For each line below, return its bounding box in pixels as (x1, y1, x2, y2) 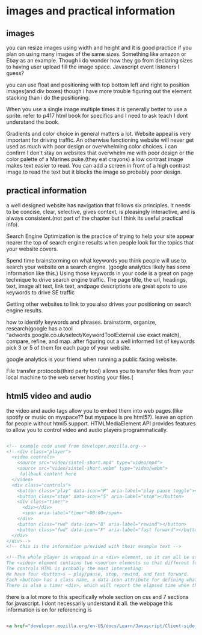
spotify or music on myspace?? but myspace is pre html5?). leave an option (6, 413, 194, 421)
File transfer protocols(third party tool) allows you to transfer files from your (6, 367, 194, 374)
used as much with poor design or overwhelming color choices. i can (6, 143, 177, 150)
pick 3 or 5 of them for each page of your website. (6, 344, 131, 351)
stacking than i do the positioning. (6, 94, 90, 101)
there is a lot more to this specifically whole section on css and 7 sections (6, 593, 189, 600)
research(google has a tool (6, 324, 73, 332)
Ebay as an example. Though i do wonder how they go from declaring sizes (6, 57, 193, 64)
